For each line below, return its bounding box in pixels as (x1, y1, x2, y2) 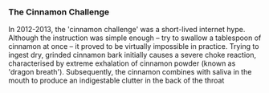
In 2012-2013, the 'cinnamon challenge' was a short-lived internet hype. (8, 25, 246, 34)
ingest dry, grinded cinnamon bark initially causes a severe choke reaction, (8, 51, 257, 60)
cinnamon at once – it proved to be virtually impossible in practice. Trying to (8, 42, 259, 51)
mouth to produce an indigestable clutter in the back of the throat (8, 75, 225, 86)
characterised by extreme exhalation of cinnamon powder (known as (8, 59, 236, 68)
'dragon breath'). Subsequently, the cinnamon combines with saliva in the (8, 67, 252, 77)
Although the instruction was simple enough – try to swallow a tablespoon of (8, 33, 262, 42)
